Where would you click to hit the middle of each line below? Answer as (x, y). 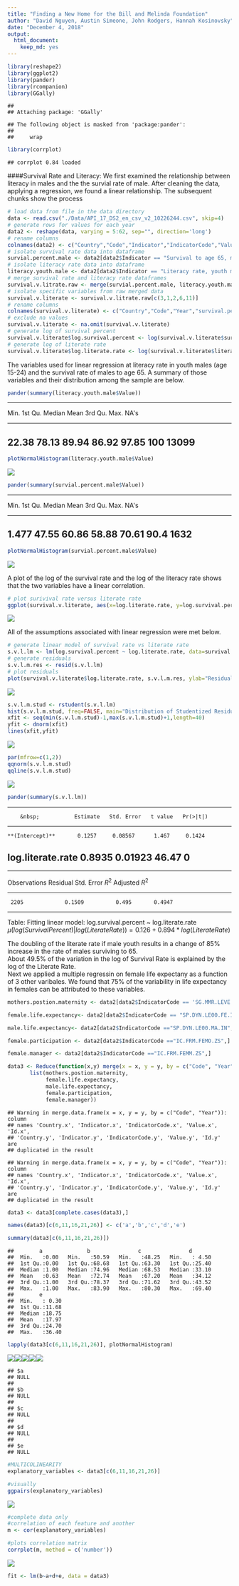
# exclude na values (38, 318)
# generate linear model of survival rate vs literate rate (99, 645)
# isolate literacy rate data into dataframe (76, 265)
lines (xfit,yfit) (33, 731)
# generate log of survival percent (62, 331)
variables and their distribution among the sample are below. (96, 380)
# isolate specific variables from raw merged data (85, 291)
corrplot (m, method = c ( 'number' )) (60, 1550)
